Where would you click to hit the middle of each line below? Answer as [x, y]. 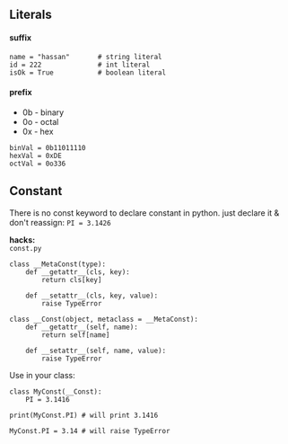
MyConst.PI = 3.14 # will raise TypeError [90, 431]
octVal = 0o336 [38, 164]
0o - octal [40, 121]
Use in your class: [43, 375]
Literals [31, 15]
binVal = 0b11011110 [48, 147]
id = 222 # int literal [80, 65]
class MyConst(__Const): [56, 391]
